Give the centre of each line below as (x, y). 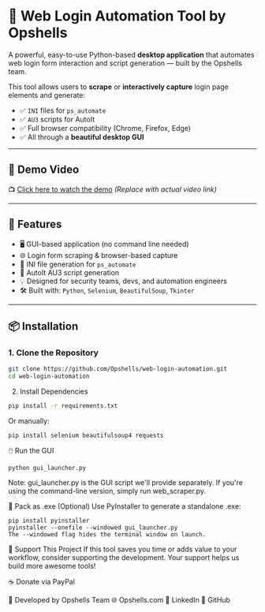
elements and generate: (47, 95)
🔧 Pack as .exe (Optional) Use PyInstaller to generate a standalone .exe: (125, 506)
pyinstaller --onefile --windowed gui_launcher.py (93, 528)
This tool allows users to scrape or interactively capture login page (118, 87)
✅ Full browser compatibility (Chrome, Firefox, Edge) (105, 128)
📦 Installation (43, 326)
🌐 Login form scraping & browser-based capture (99, 255)
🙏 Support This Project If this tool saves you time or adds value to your (123, 549)
